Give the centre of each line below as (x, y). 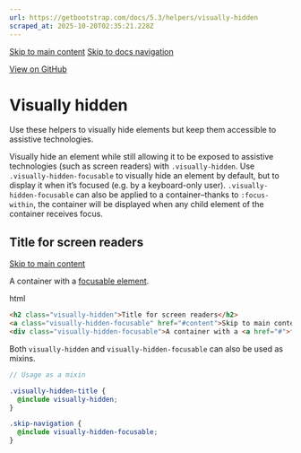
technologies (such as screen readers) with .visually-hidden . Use (132, 166)
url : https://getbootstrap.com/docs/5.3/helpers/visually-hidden (133, 17)
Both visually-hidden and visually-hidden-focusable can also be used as (146, 348)
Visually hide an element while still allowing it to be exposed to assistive (142, 157)
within (21, 205)
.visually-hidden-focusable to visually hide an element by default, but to (144, 176)
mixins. (22, 358)
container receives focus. (56, 214)
